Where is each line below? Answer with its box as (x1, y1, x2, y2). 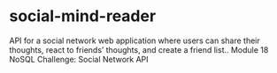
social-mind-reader (9, 6, 157, 26)
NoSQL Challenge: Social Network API (9, 54, 149, 64)
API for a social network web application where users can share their (9, 35, 261, 46)
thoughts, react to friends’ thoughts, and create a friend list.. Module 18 (9, 44, 269, 55)
